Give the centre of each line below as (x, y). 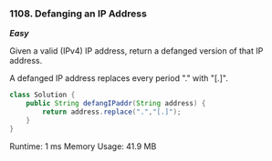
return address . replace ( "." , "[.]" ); (112, 112)
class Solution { (42, 95)
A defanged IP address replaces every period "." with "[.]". (119, 78)
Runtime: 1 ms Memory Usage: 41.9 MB (83, 146)
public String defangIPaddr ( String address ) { (116, 104)
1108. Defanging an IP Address (78, 14)
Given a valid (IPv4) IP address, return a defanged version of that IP (136, 51)
